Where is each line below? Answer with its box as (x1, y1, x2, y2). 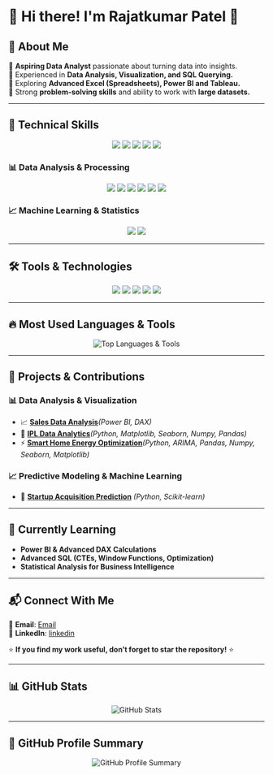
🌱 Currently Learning (8, 523, 116, 537)
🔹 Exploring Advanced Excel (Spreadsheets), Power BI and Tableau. (8, 79, 241, 88)
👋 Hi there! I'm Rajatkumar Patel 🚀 (8, 7, 240, 26)
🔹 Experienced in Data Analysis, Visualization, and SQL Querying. (8, 70, 234, 80)
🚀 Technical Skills (8, 118, 100, 132)
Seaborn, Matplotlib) (19, 449, 90, 459)
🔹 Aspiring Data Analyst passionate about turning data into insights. (8, 61, 238, 71)
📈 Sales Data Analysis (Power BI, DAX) (19, 417, 152, 426)
